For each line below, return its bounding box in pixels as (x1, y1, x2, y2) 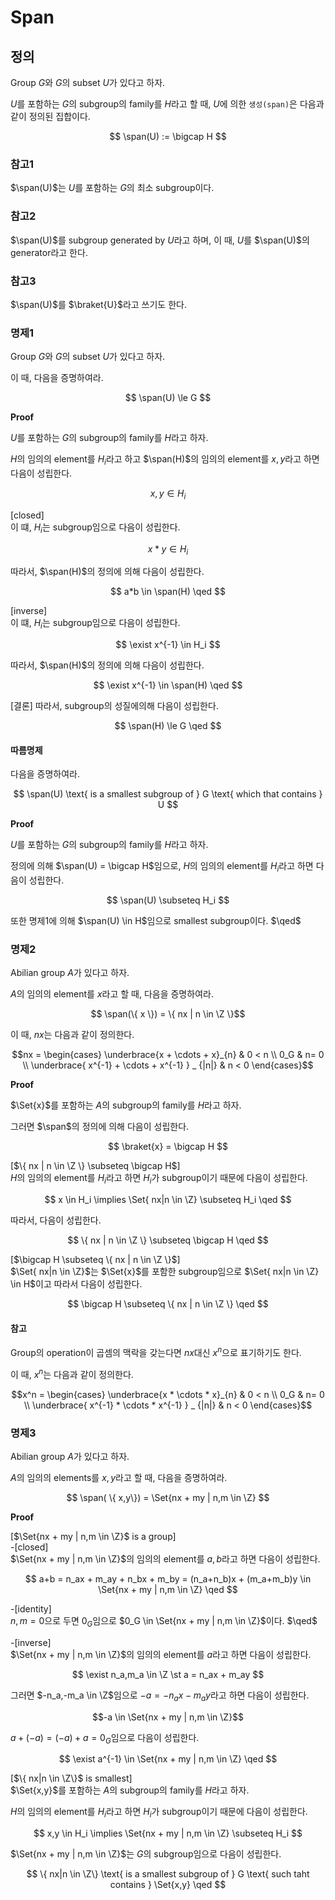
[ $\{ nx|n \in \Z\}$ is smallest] (10, 1772, 133, 1785)
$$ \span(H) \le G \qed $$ (114, 720, 222, 732)
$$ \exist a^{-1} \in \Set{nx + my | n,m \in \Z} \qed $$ (58, 1753, 278, 1765)
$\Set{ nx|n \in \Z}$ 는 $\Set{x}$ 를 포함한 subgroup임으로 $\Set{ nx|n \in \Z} (10, 1266, 320, 1278)
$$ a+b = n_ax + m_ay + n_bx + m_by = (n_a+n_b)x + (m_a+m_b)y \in (24, 1573, 312, 1585)
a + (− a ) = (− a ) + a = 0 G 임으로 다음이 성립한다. (10, 1731, 200, 1746)
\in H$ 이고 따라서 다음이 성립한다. (10, 1278, 143, 1290)
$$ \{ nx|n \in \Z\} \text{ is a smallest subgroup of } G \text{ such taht (26, 1868, 310, 1880)
